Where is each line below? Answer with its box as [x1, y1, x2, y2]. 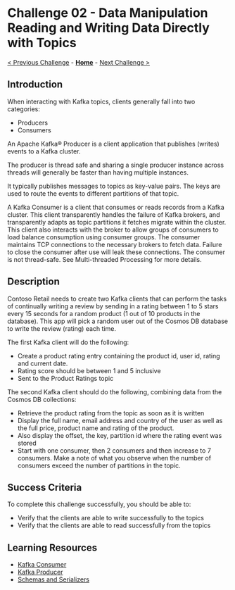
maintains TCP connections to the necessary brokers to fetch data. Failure [7, 240, 222, 249]
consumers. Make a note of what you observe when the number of [17, 453, 212, 462]
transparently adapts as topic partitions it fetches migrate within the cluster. [7, 218, 227, 226]
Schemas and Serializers [17, 575, 90, 584]
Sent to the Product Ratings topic [17, 374, 114, 382]
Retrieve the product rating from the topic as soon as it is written [17, 408, 205, 417]
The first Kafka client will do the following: [7, 338, 129, 346]
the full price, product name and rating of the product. [17, 424, 174, 432]
